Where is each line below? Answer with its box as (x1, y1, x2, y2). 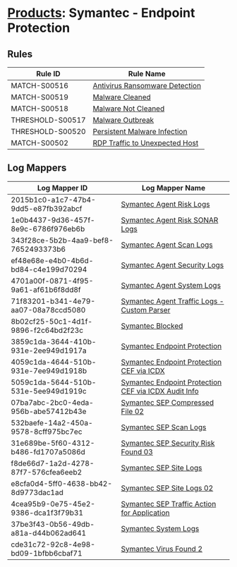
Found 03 (121, 446, 153, 456)
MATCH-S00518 (11, 104, 69, 114)
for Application (121, 508, 171, 518)
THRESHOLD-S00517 (11, 115, 86, 125)
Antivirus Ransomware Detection (92, 81, 202, 90)
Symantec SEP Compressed (121, 397, 214, 407)
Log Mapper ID (37, 183, 88, 193)
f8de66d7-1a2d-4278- (11, 458, 95, 468)
